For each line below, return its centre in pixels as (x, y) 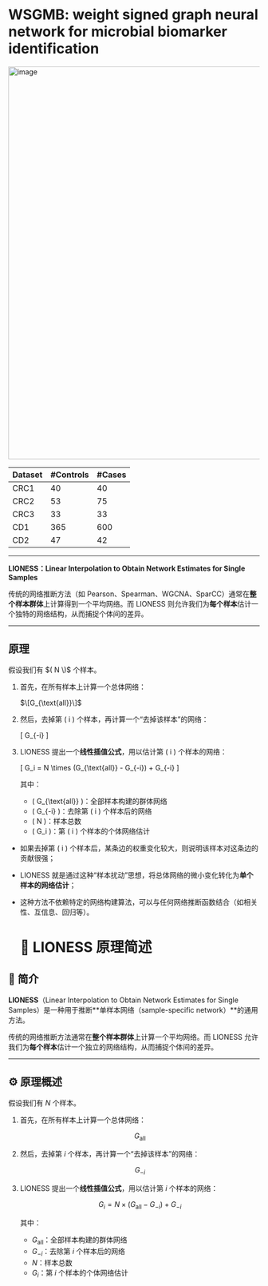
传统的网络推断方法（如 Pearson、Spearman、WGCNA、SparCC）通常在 (129, 594)
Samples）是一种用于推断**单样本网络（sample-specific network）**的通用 (133, 1009)
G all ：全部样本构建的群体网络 (79, 1240)
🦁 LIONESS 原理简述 (86, 947)
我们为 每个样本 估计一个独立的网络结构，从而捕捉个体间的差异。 (113, 1047)
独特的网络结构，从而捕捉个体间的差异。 (81, 614)
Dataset (28, 475)
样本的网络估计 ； (48, 885)
